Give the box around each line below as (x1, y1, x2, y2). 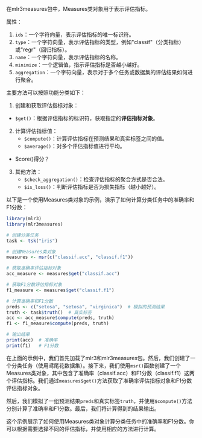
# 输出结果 (6, 331, 30, 338)
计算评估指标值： (14, 127, 58, 135)
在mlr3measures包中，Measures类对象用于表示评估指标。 (6, 5, 151, 12)
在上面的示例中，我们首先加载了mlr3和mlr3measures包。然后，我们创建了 (6, 354, 191, 361)
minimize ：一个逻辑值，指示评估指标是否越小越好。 (14, 61, 143, 68)
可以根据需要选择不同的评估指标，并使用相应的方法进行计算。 (6, 425, 160, 433)
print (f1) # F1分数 (6, 343, 59, 349)
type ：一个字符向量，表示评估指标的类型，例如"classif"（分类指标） (14, 39, 185, 45)
